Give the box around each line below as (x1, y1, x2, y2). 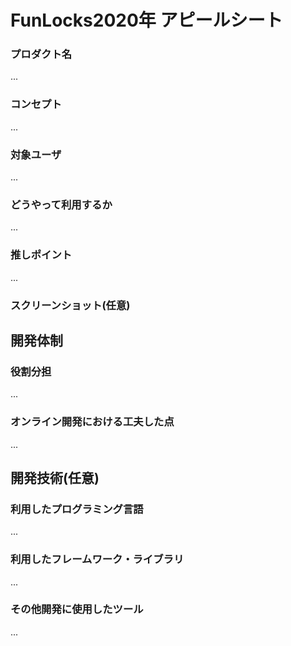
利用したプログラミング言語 (10, 502, 144, 516)
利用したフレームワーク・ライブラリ (10, 552, 185, 566)
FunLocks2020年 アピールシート (10, 9, 283, 32)
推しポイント (10, 248, 73, 262)
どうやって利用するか (10, 198, 113, 211)
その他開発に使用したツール (10, 602, 144, 616)
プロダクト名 (10, 47, 73, 61)
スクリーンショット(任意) (10, 298, 131, 312)
